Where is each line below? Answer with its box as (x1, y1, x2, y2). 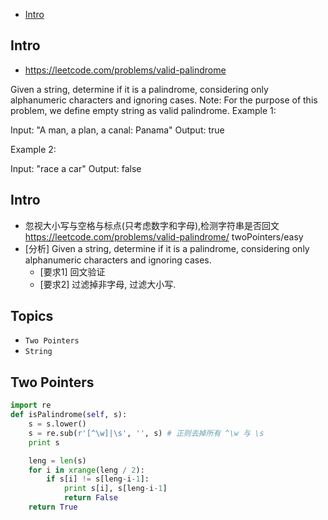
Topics (10, 308, 54, 325)
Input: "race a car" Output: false (10, 162, 142, 174)
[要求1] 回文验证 (39, 265, 106, 278)
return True (28, 502, 78, 512)
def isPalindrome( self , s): (10, 410, 128, 420)
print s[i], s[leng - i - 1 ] (63, 484, 168, 494)
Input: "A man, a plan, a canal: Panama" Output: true (10, 124, 225, 136)
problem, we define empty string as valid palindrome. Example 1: (10, 104, 277, 116)
